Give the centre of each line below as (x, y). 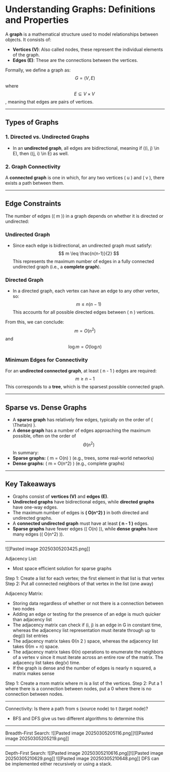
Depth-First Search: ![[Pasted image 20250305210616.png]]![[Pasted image (84, 753)
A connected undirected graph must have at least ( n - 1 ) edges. (81, 523)
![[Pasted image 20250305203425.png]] (48, 549)
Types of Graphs (32, 123)
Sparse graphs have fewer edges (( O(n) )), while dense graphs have (85, 528)
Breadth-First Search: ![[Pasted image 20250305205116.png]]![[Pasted (79, 733)
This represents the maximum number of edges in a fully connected (83, 261)
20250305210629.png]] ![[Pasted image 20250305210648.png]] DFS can (82, 758)
